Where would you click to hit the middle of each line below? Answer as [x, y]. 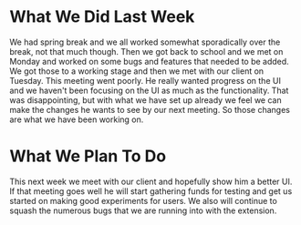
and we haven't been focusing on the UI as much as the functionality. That [149, 90]
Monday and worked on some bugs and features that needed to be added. [149, 61]
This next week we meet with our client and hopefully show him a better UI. [151, 181]
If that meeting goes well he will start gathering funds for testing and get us [151, 191]
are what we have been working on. [77, 119]
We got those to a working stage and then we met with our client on [137, 71]
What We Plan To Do [88, 156]
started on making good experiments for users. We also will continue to [144, 200]
